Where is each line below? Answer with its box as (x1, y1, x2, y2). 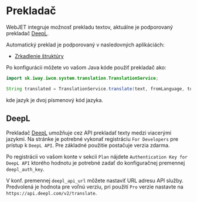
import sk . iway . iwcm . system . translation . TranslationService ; (6, 75, 159, 81)
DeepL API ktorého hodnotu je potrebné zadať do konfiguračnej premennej (6, 159, 185, 166)
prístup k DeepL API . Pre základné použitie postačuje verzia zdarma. (6, 142, 170, 149)
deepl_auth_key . (6, 166, 45, 173)
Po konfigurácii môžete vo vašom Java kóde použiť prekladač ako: (6, 63, 167, 71)
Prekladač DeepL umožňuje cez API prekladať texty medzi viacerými (6, 129, 172, 136)
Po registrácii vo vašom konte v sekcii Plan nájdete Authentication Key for (6, 153, 188, 160)
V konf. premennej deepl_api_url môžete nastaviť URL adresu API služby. (6, 177, 184, 184)
